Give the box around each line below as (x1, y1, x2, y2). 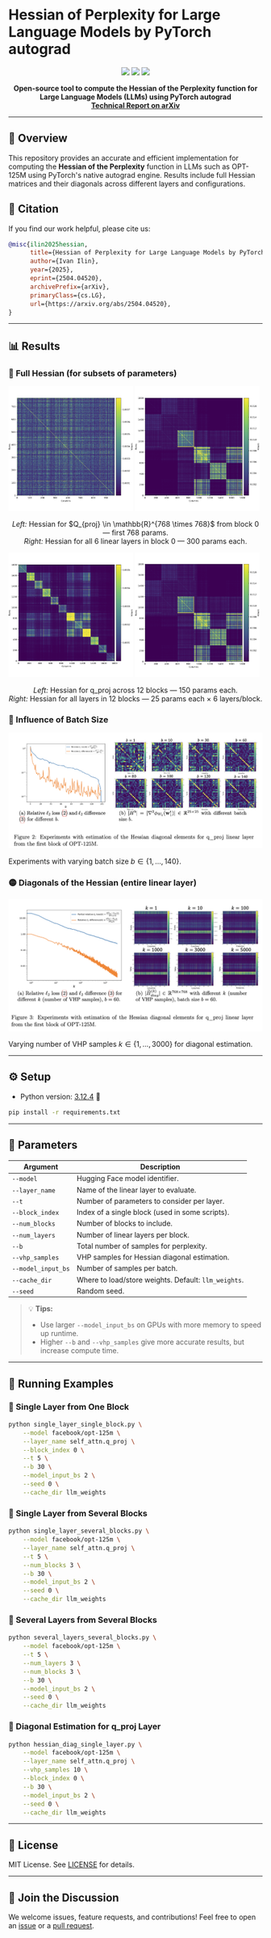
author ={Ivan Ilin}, (29, 257, 99, 266)
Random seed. (76, 1286, 125, 1296)
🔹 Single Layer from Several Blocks (8, 1507, 148, 1519)
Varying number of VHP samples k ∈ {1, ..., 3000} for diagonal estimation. (8, 1040, 253, 1049)
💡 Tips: (27, 1304, 54, 1314)
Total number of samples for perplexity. (76, 1241, 207, 1251)
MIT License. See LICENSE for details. (8, 1860, 135, 1869)
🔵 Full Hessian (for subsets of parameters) (8, 368, 177, 379)
